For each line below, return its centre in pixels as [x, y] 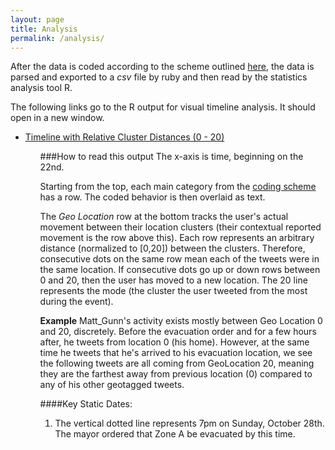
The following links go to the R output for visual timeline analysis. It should [163, 107]
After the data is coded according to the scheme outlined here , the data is [162, 67]
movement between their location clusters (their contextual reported [180, 227]
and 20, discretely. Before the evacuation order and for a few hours [178, 332]
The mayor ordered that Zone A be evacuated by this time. [175, 434]
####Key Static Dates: [86, 404]
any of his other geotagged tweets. [112, 385]
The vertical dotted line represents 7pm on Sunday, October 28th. [189, 423]
